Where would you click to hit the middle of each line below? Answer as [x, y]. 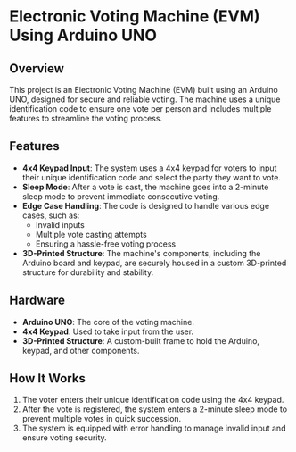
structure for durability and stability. [88, 272]
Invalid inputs [60, 224]
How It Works [48, 378]
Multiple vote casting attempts [91, 234]
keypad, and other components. [81, 350]
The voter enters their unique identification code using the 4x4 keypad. [153, 400]
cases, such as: [51, 215]
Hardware [37, 301]
